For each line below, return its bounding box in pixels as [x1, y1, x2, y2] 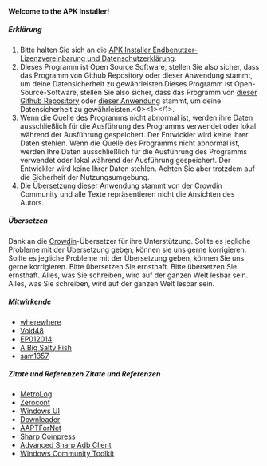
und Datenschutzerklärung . [87, 53, 177, 63]
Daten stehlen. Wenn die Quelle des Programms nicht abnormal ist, [19, 138, 241, 148]
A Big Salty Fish [19, 342, 72, 352]
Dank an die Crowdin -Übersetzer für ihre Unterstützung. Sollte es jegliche [8, 236, 251, 245]
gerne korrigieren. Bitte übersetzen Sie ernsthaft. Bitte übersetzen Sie [8, 261, 238, 271]
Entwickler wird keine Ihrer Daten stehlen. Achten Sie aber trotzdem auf [19, 164, 255, 173]
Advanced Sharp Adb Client [19, 440, 112, 450]
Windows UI [19, 406, 60, 416]
